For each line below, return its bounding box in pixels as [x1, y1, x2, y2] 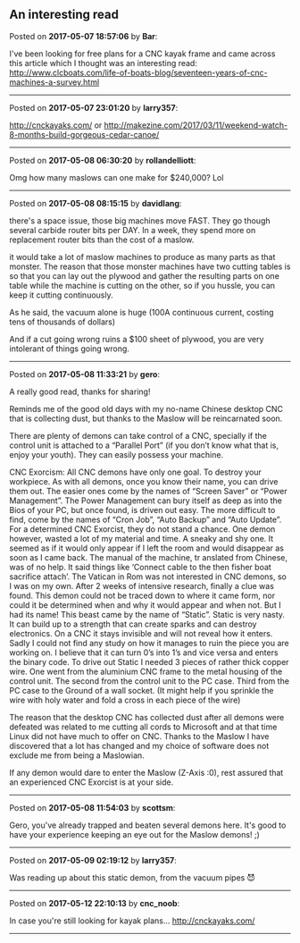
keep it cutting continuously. [9, 290, 113, 300]
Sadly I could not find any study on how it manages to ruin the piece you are [9, 637, 289, 648]
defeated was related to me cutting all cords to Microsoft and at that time [9, 721, 278, 732]
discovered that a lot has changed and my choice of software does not [9, 740, 270, 751]
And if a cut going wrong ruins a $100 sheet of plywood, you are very [9, 333, 264, 344]
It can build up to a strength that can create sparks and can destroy [9, 619, 257, 629]
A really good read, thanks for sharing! [9, 386, 151, 397]
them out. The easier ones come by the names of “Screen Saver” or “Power [9, 485, 287, 496]
